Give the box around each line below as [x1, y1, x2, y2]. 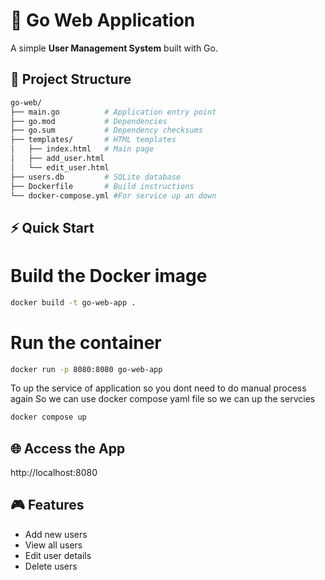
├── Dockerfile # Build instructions [10, 181, 195, 191]
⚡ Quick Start [10, 219, 95, 236]
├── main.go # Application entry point [10, 107, 217, 117]
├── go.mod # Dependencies [10, 116, 168, 126]
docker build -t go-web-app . [10, 297, 137, 308]
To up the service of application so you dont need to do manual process [10, 382, 307, 394]
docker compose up [10, 412, 87, 423]
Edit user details [24, 549, 92, 561]
